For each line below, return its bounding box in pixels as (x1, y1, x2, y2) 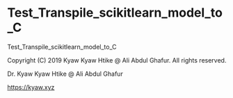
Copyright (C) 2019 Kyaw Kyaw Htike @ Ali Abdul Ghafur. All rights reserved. (7, 56, 227, 64)
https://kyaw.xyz (7, 83, 55, 91)
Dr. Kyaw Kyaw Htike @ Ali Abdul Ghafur (7, 70, 123, 78)
